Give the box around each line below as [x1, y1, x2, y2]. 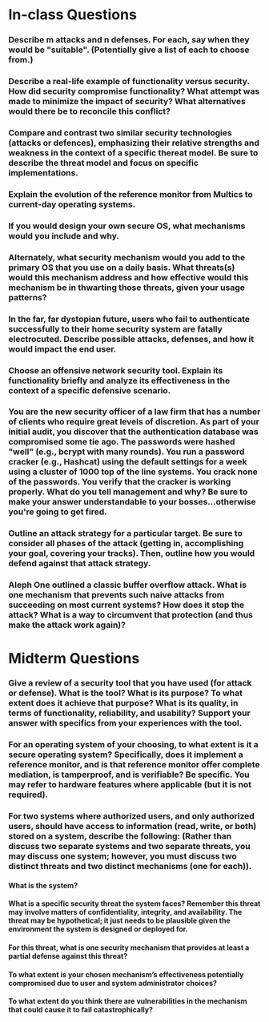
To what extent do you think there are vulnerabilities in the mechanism [8, 996, 247, 1006]
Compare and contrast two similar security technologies [8, 127, 232, 138]
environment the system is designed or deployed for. [8, 924, 188, 934]
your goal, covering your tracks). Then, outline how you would [8, 548, 255, 559]
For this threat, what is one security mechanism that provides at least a [8, 943, 250, 952]
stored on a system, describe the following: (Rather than [8, 831, 232, 842]
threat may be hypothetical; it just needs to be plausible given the [8, 915, 231, 926]
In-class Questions [8, 6, 138, 24]
